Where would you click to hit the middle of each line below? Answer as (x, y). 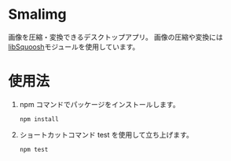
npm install (39, 119)
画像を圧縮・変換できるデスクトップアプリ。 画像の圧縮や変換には (116, 37)
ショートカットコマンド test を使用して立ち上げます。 (106, 134)
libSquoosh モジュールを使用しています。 (74, 47)
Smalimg (37, 14)
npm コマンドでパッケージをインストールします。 (99, 104)
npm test (34, 149)
